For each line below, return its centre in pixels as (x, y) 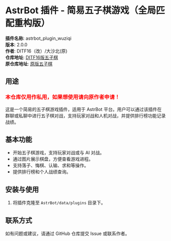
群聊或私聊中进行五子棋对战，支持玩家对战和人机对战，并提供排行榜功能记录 (85, 116)
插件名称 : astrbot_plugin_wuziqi (38, 38)
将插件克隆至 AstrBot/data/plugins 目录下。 (59, 203)
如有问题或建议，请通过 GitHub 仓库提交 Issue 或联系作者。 (67, 234)
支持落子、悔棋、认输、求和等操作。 (51, 166)
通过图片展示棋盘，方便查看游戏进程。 (53, 159)
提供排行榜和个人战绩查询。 (42, 172)
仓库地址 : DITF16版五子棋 (32, 57)
